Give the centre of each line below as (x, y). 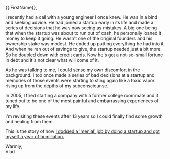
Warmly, (14, 146)
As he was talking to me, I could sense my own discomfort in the (73, 70)
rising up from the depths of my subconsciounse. (57, 86)
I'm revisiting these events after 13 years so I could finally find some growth (84, 116)
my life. (13, 106)
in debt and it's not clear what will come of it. (52, 60)
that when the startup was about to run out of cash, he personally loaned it (83, 33)
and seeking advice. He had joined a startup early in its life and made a (79, 22)
